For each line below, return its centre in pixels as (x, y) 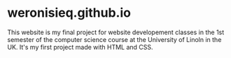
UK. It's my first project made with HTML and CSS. (80, 47)
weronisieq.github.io (69, 13)
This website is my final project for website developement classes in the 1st (116, 32)
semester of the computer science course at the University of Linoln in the (114, 39)
